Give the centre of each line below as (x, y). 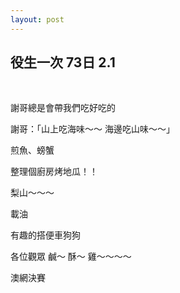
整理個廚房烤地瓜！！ (54, 172)
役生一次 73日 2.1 (63, 62)
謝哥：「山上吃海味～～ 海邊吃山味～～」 (92, 129)
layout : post (37, 19)
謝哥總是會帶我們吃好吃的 (63, 108)
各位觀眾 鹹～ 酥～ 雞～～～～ (71, 257)
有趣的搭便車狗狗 (45, 235)
